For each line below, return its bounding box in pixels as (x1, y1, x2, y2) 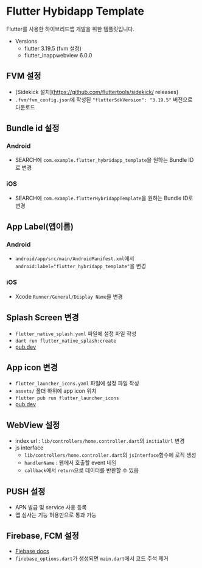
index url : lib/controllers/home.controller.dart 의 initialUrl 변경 (15, 437, 185, 445)
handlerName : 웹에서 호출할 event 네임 (24, 459, 117, 467)
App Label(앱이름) (6, 222, 74, 232)
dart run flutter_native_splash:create (15, 338, 117, 344)
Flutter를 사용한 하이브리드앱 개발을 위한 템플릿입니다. (6, 25, 135, 32)
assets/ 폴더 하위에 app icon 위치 (15, 387, 97, 395)
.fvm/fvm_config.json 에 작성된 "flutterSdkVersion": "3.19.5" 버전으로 (15, 96, 193, 103)
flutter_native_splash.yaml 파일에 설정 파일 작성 (15, 330, 137, 337)
